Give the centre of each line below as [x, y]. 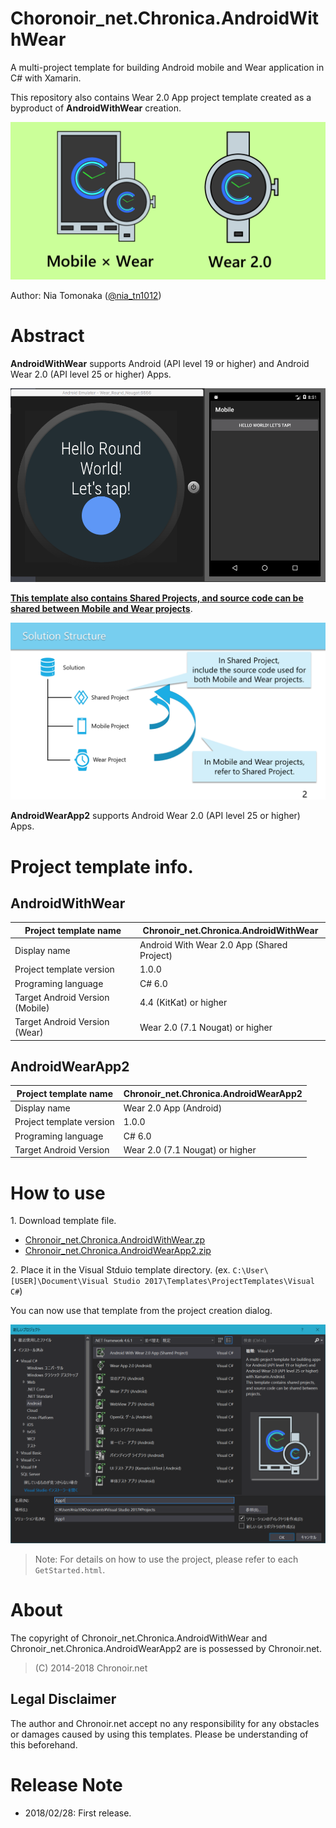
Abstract [47, 336]
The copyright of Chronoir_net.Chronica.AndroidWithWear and [139, 1638]
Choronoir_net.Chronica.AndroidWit [164, 18]
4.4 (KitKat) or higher [183, 1003]
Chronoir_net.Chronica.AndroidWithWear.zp [115, 1240]
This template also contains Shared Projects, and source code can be [157, 598]
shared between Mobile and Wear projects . [101, 608]
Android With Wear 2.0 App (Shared [213, 945]
